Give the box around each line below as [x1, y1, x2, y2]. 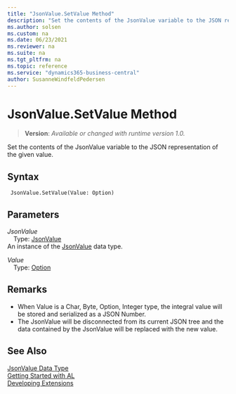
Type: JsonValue [13, 234, 62, 243]
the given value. [7, 151, 54, 159]
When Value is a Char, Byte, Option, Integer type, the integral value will [17, 302, 223, 310]
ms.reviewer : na [7, 43, 55, 50]
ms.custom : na [7, 30, 49, 37]
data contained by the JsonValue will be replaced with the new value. [17, 324, 218, 333]
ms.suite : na [7, 50, 46, 57]
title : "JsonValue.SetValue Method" [7, 10, 114, 18]
